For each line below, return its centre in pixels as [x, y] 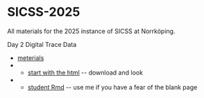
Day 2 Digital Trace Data [42, 44]
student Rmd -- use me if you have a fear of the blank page [112, 87]
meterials [31, 58]
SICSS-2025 [44, 12]
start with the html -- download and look [85, 72]
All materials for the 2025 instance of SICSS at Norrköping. [91, 31]
